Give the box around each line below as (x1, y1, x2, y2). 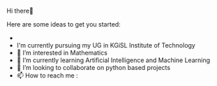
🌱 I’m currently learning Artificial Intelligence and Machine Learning (16, 56, 211, 64)
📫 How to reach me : (16, 71, 78, 80)
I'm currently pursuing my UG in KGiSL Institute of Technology (16, 41, 196, 49)
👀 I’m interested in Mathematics (16, 49, 107, 57)
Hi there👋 (6, 7, 34, 15)
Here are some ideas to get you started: (6, 20, 121, 28)
